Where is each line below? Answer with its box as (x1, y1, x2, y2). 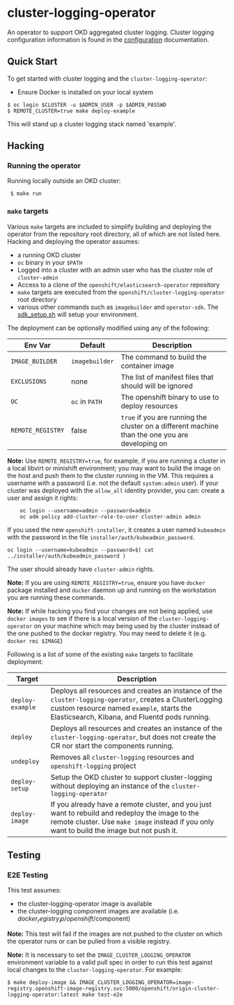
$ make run (10, 190, 42, 197)
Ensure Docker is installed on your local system (17, 87, 153, 96)
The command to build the (120, 352, 207, 361)
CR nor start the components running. (50, 741, 174, 751)
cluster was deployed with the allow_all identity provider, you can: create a (7, 486, 225, 494)
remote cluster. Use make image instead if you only (50, 816, 214, 826)
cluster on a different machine (120, 421, 219, 431)
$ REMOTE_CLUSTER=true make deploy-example (7, 107, 136, 115)
